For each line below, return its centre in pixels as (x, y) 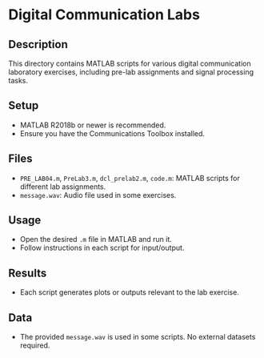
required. (35, 345)
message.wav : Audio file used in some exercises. (98, 195)
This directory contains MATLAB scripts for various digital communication (130, 63)
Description (38, 44)
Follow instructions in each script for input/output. (102, 248)
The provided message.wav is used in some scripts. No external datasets (138, 337)
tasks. (18, 80)
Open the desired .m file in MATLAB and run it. (96, 239)
